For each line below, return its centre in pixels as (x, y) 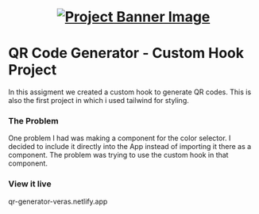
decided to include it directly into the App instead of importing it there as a (130, 147)
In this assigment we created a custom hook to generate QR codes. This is (130, 92)
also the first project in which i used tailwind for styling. (99, 101)
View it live (30, 184)
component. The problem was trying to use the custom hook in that (118, 155)
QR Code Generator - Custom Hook (126, 53)
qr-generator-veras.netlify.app (58, 201)
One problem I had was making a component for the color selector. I (120, 138)
